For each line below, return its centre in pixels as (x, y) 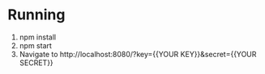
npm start (35, 45)
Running (36, 15)
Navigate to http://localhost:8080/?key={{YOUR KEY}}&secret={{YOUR (138, 54)
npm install (38, 37)
